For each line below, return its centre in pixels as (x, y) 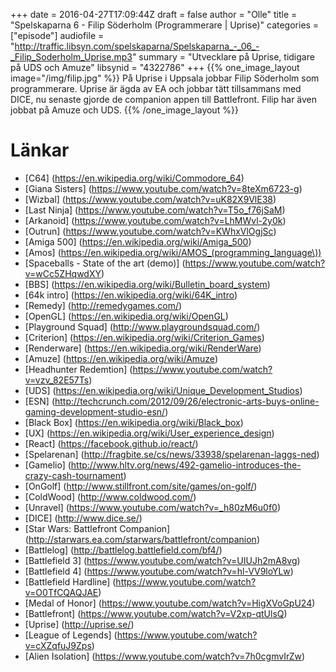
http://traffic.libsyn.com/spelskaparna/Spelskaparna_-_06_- (137, 46)
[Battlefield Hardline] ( (70, 581)
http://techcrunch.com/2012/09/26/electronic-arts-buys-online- (187, 401)
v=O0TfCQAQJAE (61, 592)
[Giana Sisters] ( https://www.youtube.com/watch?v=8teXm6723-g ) (163, 188)
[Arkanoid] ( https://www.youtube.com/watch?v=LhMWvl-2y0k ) (155, 220)
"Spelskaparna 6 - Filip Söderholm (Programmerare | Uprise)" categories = (165, 25)
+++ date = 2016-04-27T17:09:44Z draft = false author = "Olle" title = (154, 14)
